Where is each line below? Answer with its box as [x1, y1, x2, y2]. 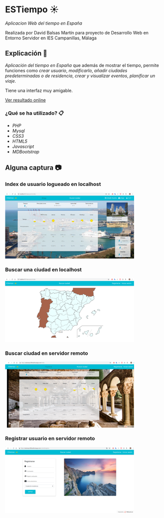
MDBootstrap [12, 149, 40, 155]
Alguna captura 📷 [5, 164, 62, 172]
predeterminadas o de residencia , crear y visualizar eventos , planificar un [5, 73, 156, 79]
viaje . [5, 78, 16, 84]
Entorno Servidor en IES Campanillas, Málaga [5, 35, 97, 41]
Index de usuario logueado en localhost [5, 181, 101, 188]
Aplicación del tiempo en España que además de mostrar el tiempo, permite [5, 62, 159, 68]
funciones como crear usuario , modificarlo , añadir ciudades [5, 67, 128, 73]
